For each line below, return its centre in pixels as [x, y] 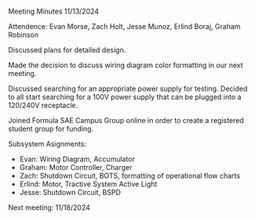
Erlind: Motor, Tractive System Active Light [88, 184]
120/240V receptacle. [43, 105]
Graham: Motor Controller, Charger [76, 167]
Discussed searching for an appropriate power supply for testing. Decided [128, 88]
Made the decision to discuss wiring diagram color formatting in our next [126, 65]
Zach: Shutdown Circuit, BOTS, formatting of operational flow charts [130, 176]
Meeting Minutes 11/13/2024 [54, 11]
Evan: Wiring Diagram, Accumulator [77, 159]
